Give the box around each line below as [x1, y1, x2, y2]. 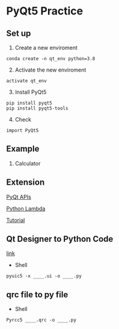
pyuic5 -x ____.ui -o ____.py [6, 273, 82, 279]
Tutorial [6, 217, 25, 224]
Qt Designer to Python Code [6, 234, 114, 244]
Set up [6, 28, 31, 38]
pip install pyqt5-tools [6, 105, 69, 111]
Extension [6, 177, 45, 188]
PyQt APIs [6, 193, 31, 200]
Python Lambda [6, 204, 46, 212]
